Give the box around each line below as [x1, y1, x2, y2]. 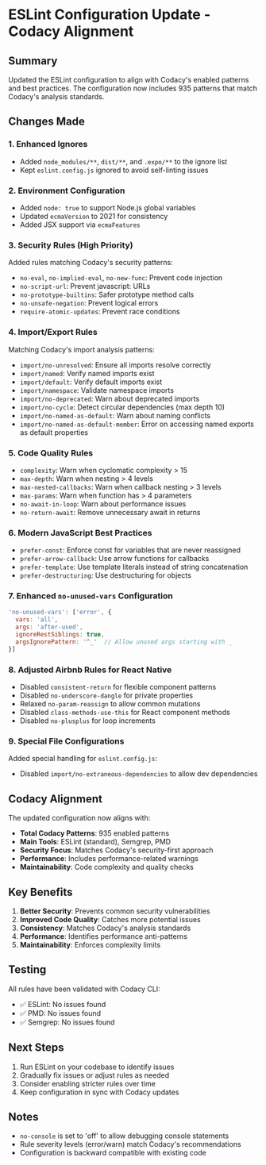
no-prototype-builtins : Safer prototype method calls [19, 290, 195, 299]
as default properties [19, 427, 89, 437]
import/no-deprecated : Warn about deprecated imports [19, 394, 200, 403]
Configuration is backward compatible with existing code [19, 1148, 206, 1158]
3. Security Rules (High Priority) [8, 240, 133, 251]
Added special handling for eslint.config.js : [8, 754, 157, 763]
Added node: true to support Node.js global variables [19, 202, 196, 212]
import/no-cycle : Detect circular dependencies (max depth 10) [19, 402, 225, 412]
